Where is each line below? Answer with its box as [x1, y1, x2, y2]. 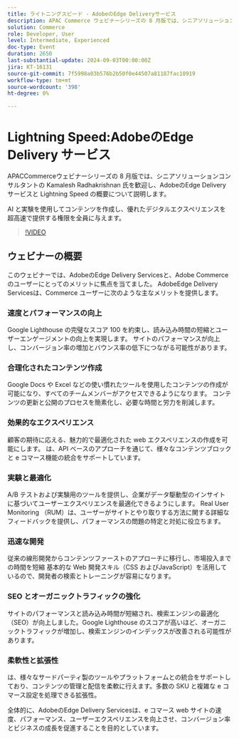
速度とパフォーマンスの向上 [7, 308, 102, 318]
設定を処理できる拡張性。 [26, 691, 101, 699]
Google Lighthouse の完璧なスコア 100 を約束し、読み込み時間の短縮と [7, 326, 216, 334]
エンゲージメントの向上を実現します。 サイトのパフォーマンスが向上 [19, 334, 221, 343]
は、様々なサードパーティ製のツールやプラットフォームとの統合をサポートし [7, 673, 231, 681]
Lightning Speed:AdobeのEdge [7, 129, 194, 145]
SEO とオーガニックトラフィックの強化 [7, 591, 141, 601]
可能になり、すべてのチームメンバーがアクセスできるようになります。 [7, 389, 211, 398]
